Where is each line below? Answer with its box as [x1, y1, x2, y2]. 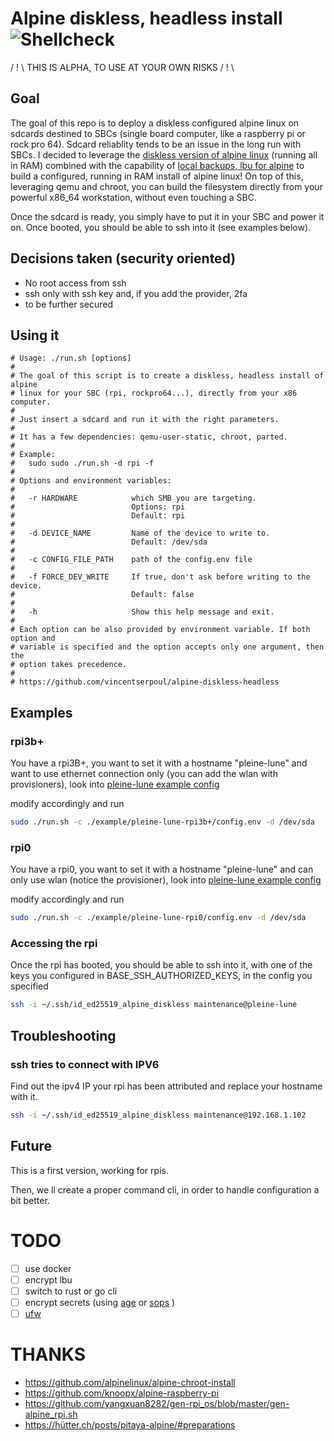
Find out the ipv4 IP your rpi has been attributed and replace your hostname [10, 1080, 323, 1092]
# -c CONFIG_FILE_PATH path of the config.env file [10, 555, 253, 565]
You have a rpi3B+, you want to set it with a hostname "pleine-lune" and [10, 757, 308, 769]
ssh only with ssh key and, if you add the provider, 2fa [24, 287, 248, 299]
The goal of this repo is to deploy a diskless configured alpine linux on [10, 117, 300, 129]
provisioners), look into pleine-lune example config [10, 778, 220, 791]
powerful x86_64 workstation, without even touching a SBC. [10, 191, 257, 203]
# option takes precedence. [10, 660, 128, 670]
